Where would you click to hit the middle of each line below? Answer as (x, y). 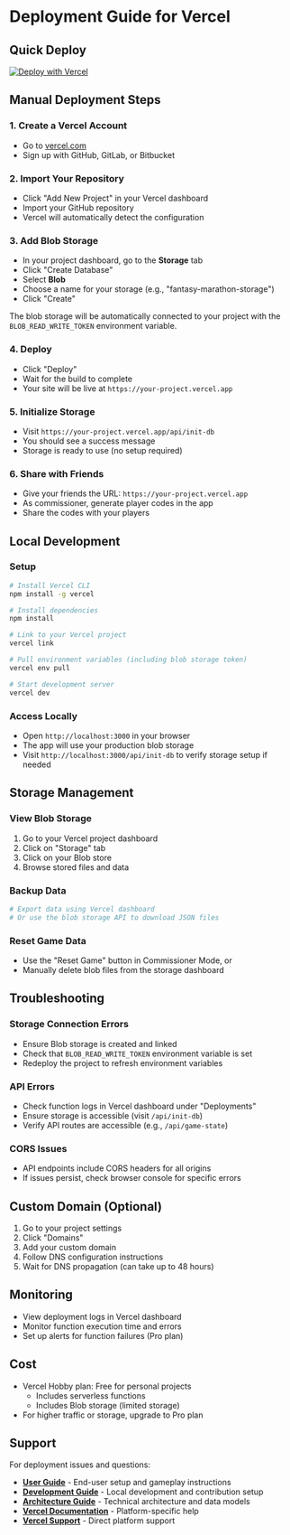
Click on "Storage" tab (64, 847)
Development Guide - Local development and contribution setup (143, 1492)
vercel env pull (40, 668)
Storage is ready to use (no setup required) (102, 450)
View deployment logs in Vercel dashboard (102, 1316)
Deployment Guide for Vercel (120, 17)
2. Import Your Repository (67, 178)
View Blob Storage (51, 819)
